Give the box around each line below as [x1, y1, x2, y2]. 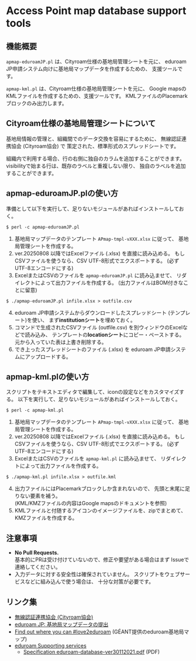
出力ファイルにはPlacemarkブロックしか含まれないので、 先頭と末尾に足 [14, 485, 190, 492]
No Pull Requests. [14, 549, 59, 556]
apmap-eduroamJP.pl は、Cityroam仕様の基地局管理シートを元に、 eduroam [6, 58, 187, 65]
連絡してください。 [14, 564, 61, 571]
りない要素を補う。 [14, 492, 61, 499]
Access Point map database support [6, 4, 187, 18]
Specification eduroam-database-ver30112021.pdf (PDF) [23, 649, 160, 656]
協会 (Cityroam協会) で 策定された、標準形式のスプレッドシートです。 [11, 142, 180, 149]
